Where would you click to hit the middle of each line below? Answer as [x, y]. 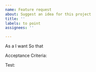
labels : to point [23, 23]
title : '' [15, 19]
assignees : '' [20, 28]
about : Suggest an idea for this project [48, 14]
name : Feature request [28, 10]
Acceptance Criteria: [26, 56]
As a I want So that [24, 46]
